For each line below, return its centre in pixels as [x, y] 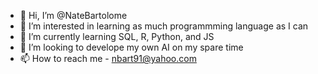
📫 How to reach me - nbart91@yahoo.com [108, 58]
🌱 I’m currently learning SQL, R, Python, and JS [117, 36]
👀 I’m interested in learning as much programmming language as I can [164, 26]
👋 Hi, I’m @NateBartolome [73, 15]
